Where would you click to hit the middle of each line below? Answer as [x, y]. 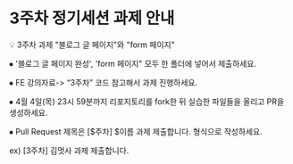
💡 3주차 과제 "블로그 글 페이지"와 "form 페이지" [92, 45]
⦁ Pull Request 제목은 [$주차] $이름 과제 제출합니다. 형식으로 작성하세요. [136, 131]
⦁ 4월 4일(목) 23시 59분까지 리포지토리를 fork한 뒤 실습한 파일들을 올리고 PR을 [146, 101]
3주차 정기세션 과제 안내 [92, 18]
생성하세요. [29, 112]
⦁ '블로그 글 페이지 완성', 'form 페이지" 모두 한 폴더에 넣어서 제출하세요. [133, 63]
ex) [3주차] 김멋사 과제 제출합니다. [69, 150]
